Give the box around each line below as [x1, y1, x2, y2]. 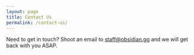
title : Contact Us [6, 14, 52, 20]
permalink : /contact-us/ [6, 20, 68, 25]
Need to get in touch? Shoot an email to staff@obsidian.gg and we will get [6, 36, 189, 43]
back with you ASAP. [6, 42, 58, 49]
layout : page [6, 8, 39, 15]
